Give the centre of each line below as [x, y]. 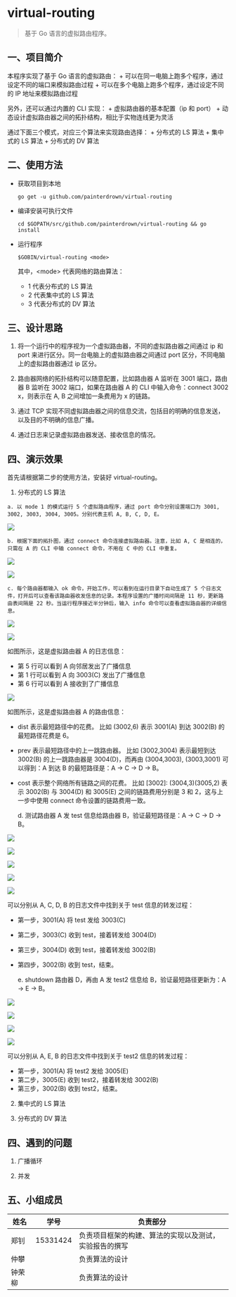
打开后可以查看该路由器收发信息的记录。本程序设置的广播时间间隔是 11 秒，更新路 [120, 596]
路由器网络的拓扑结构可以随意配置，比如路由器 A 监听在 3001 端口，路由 [123, 379]
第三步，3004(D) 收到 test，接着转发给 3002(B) [87, 950]
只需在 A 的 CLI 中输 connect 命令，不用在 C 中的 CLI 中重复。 [94, 549]
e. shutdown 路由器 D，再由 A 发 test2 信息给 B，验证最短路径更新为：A [122, 980]
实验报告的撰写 [104, 1246]
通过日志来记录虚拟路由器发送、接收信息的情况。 [88, 435]
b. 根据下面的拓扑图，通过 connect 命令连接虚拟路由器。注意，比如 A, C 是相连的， [117, 541]
